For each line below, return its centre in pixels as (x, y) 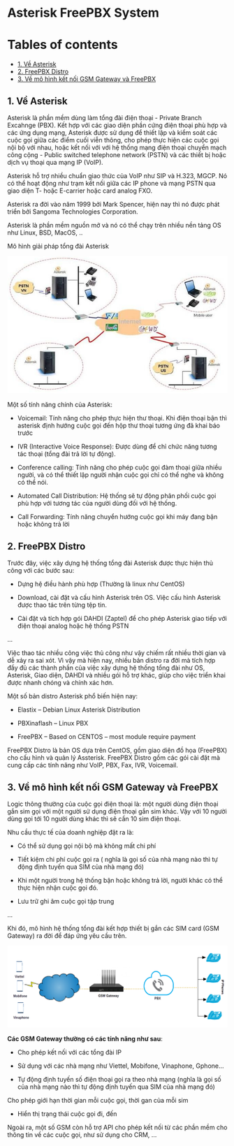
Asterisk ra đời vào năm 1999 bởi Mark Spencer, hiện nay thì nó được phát (114, 204)
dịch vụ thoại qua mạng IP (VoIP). (55, 162)
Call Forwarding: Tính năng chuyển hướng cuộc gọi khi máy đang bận (117, 517)
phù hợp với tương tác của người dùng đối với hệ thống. (97, 504)
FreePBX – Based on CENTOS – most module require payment (107, 737)
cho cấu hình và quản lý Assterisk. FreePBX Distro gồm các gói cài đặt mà (114, 758)
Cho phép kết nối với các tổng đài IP (70, 1052)
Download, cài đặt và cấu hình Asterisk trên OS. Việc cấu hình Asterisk (119, 598)
